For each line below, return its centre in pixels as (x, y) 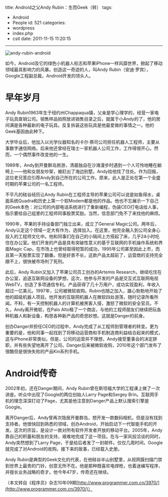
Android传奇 (31, 373)
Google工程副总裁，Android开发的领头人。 (49, 76)
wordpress (23, 28)
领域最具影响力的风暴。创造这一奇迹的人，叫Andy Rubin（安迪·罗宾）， (78, 69)
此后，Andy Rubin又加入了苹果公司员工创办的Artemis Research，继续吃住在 (83, 272)
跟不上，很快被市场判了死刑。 (36, 261)
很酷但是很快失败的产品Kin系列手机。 (44, 351)
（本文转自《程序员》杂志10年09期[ (42, 482)
